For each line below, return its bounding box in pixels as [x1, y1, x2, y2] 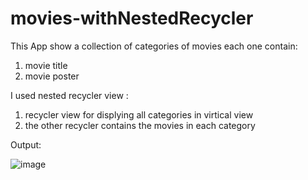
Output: [10, 138, 42, 151]
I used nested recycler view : [10, 89, 129, 101]
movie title [24, 59, 68, 71]
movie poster [24, 70, 80, 82]
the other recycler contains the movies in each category [24, 119, 256, 131]
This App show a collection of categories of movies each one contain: [10, 40, 298, 52]
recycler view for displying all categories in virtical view [24, 108, 254, 121]
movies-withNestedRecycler [10, 7, 254, 30]
